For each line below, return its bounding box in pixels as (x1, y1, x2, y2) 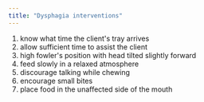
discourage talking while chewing (19, 67, 130, 76)
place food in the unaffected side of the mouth (19, 84, 173, 94)
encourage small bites (19, 76, 93, 85)
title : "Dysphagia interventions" (8, 11, 124, 20)
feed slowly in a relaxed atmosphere (19, 59, 139, 69)
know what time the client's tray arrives (19, 33, 150, 43)
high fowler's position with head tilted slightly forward (19, 50, 197, 60)
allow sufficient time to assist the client (19, 41, 147, 52)
